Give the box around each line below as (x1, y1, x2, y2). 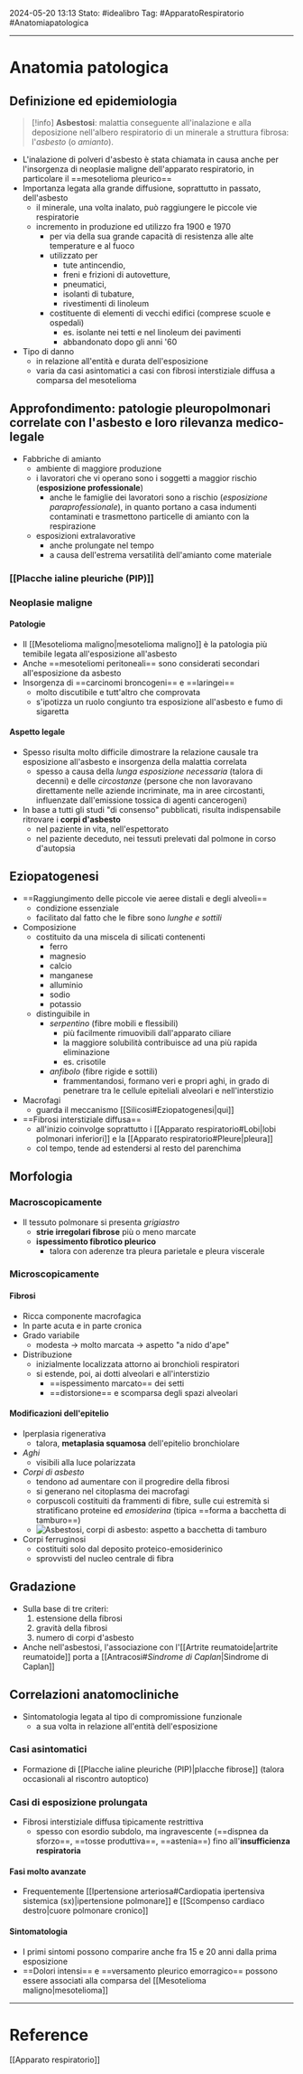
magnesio (49, 950, 87, 961)
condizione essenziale (35, 902, 120, 913)
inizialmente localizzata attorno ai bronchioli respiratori (35, 1358, 240, 1369)
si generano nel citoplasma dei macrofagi (35, 1485, 189, 1496)
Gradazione (9, 1579, 77, 1595)
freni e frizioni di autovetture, (62, 269, 171, 279)
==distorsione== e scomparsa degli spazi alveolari (49, 1387, 239, 1398)
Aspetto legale (9, 727, 66, 738)
